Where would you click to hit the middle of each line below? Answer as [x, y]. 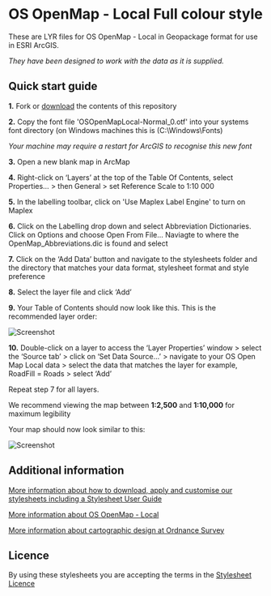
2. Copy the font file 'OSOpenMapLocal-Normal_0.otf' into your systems [129, 122]
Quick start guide [53, 86]
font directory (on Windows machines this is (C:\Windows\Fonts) [116, 130]
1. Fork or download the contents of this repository [93, 105]
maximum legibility [40, 414]
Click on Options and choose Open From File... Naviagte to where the [124, 234]
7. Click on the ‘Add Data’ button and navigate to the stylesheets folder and [133, 259]
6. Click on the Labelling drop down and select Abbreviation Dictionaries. [130, 226]
